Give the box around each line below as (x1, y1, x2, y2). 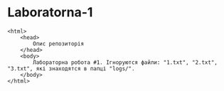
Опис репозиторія (33, 40, 84, 47)
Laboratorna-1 (7, 4, 93, 21)
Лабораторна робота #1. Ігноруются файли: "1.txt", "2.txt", (33, 58, 218, 66)
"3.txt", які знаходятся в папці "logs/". (7, 65, 135, 72)
